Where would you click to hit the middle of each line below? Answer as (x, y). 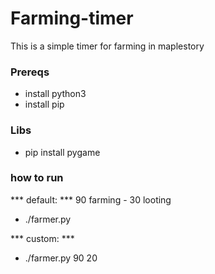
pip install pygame (62, 152)
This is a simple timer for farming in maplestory (107, 46)
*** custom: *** (42, 238)
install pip (44, 104)
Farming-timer (72, 18)
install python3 (55, 94)
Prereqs (30, 72)
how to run (37, 178)
